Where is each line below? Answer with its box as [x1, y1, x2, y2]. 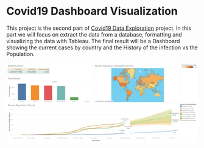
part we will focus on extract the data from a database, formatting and [6, 30, 183, 38]
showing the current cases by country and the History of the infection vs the [6, 44, 198, 51]
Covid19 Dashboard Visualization [6, 4, 178, 18]
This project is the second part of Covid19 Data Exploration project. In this [6, 24, 192, 32]
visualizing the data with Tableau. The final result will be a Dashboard [6, 37, 180, 44]
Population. [6, 50, 35, 57]
